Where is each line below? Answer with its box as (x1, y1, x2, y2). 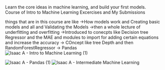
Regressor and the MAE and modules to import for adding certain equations (5, 34, 159, 40)
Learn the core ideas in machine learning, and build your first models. (5, 4, 146, 10)
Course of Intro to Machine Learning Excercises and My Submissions (5, 9, 145, 15)
